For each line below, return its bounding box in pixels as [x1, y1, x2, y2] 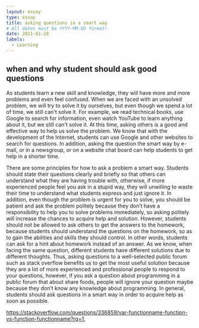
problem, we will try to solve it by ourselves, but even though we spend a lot [6, 102, 192, 109]
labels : [6, 36, 26, 42]
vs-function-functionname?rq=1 [6, 315, 84, 322]
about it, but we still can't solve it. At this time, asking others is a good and [6, 120, 188, 128]
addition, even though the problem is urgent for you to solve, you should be [6, 196, 191, 203]
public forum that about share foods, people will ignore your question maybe [6, 278, 194, 285]
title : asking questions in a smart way [6, 20, 108, 26]
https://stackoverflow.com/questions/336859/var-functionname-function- [6, 308, 188, 316]
